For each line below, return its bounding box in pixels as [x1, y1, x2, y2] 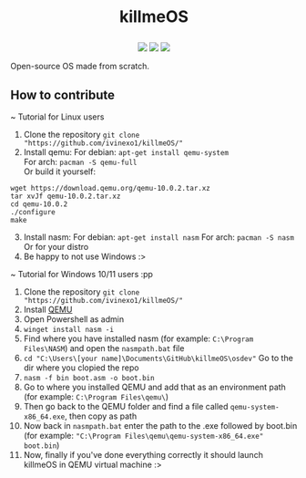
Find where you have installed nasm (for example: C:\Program [23, 333, 254, 344]
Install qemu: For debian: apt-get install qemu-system [23, 147, 229, 157]
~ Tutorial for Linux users [10, 111, 105, 122]
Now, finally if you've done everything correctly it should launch [23, 450, 263, 460]
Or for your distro [23, 242, 89, 252]
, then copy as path [64, 410, 138, 421]
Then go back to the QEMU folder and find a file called [23, 401, 229, 411]
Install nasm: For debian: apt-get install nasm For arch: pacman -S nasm [23, 232, 295, 243]
